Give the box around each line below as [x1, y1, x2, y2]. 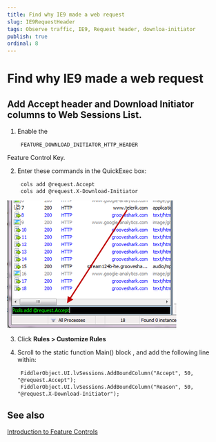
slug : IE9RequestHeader [7, 18, 76, 26]
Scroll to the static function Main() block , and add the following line [17, 348, 210, 356]
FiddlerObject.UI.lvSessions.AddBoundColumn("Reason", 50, [20, 383, 194, 391]
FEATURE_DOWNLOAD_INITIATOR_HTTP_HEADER [20, 141, 139, 148]
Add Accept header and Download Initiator [7, 98, 195, 110]
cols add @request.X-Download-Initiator [20, 188, 139, 195]
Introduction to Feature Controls [7, 428, 98, 436]
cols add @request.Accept [20, 181, 95, 188]
